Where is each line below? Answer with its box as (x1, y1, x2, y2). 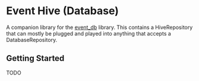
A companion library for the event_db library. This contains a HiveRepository (6, 24, 193, 31)
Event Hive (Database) (6, 4, 119, 18)
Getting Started (6, 53, 65, 63)
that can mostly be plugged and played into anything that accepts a (6, 30, 171, 37)
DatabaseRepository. (6, 36, 58, 43)
